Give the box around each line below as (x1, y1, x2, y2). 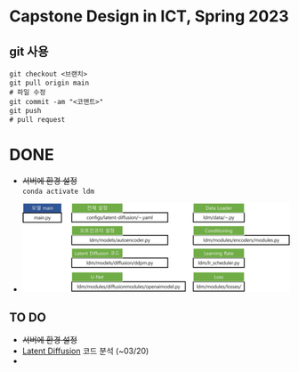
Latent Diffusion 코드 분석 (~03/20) (21, 345, 149, 357)
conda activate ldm (21, 187, 95, 196)
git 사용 (9, 44, 49, 59)
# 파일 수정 (9, 88, 46, 97)
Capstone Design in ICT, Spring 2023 (9, 6, 289, 27)
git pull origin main (9, 78, 90, 87)
